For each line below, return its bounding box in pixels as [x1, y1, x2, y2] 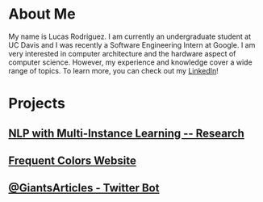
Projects [8, 95, 66, 113]
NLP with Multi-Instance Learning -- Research [8, 126, 244, 140]
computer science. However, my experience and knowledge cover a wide [8, 57, 253, 67]
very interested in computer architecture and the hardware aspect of [8, 48, 236, 58]
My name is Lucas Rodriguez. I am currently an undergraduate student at [8, 32, 252, 41]
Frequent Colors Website [8, 154, 137, 167]
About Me [8, 5, 76, 23]
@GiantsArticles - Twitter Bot [8, 181, 160, 195]
